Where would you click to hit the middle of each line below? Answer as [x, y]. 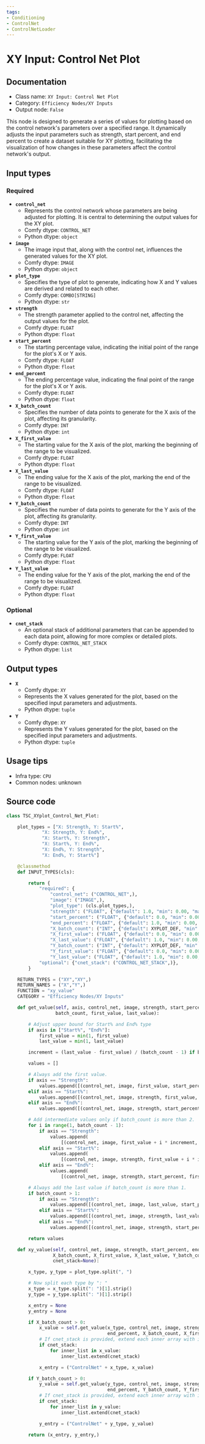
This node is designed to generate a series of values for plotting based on [99, 122]
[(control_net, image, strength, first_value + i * [128, 1160]
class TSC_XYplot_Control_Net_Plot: [53, 816]
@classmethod [34, 866]
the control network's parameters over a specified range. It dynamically [96, 128]
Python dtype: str [47, 301]
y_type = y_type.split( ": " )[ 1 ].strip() [80, 1294]
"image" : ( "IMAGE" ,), [77, 900]
